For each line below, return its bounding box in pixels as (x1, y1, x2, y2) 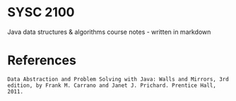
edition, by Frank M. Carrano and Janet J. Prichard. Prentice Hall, (7, 82, 217, 89)
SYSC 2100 (7, 4, 75, 20)
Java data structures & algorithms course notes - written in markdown (7, 28, 211, 36)
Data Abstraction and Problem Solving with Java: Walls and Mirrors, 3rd (7, 76, 230, 83)
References (7, 52, 76, 69)
